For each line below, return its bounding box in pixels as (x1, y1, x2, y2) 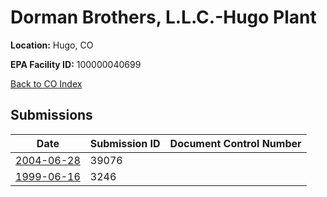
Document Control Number (169, 136, 302, 150)
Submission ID (89, 136, 161, 150)
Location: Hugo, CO (10, 39, 94, 51)
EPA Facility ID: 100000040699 (10, 58, 142, 70)
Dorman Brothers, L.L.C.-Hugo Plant (10, 6, 317, 29)
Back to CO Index (10, 77, 83, 90)
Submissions (10, 107, 93, 124)
